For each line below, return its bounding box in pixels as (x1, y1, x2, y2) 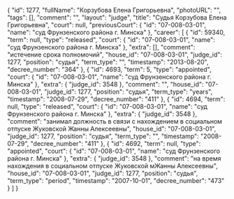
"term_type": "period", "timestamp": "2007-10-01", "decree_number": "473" (7, 177, 225, 184)
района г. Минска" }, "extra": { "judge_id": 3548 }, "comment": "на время (7, 154, 221, 163)
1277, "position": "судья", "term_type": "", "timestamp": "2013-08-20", (7, 58, 209, 66)
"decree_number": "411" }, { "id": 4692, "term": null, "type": (30, 140, 201, 147)
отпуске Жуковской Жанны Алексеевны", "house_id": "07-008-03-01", (7, 125, 217, 133)
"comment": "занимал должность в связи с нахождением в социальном (7, 117, 222, 125)
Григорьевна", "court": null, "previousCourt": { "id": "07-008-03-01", (7, 21, 207, 29)
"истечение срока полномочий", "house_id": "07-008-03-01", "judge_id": (7, 50, 222, 59)
